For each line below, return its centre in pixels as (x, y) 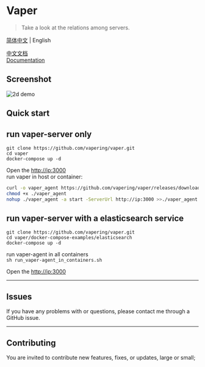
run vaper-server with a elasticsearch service (95, 218)
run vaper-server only (49, 134)
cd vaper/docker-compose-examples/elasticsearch (69, 238)
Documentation (26, 60)
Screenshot (29, 79)
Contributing (31, 343)
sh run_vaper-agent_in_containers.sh (54, 261)
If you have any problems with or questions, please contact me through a (98, 311)
